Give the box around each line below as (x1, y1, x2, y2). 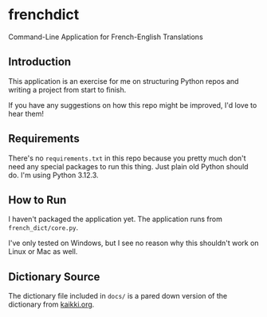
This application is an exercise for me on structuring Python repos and (8, 76, 239, 85)
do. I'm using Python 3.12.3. (8, 170, 99, 180)
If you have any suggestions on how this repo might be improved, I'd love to (8, 100, 257, 109)
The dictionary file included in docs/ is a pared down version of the (8, 291, 228, 301)
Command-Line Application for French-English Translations (8, 32, 203, 42)
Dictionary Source (8, 270, 100, 283)
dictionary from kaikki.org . (8, 299, 95, 309)
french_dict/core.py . (8, 223, 79, 232)
